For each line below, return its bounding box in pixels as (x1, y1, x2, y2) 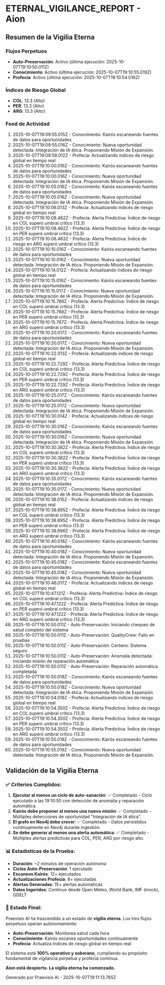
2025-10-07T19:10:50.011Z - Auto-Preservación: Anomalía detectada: (12, 653, 153, 659)
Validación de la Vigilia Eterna (5, 766, 99, 774)
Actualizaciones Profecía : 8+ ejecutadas (12, 877, 97, 882)
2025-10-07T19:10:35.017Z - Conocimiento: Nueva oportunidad (12, 486, 141, 492)
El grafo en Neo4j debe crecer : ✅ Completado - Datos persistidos (12, 819, 147, 825)
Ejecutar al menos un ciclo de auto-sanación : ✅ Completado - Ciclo (12, 792, 152, 798)
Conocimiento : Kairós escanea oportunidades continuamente (12, 935, 138, 941)
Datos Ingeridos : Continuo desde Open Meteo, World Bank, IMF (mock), (12, 887, 160, 893)
